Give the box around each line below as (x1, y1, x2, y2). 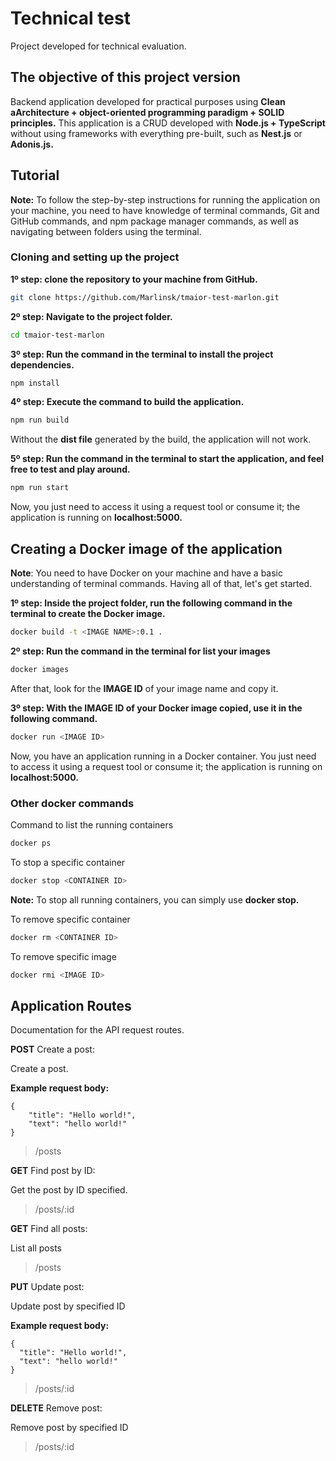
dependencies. (10, 358, 75, 371)
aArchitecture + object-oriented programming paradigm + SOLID (10, 106, 285, 118)
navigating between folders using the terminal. (10, 225, 202, 237)
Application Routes (10, 997, 132, 1014)
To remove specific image (10, 950, 117, 962)
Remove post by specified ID (10, 1422, 129, 1434)
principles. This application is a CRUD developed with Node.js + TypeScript (10, 117, 326, 129)
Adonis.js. (10, 138, 54, 150)
